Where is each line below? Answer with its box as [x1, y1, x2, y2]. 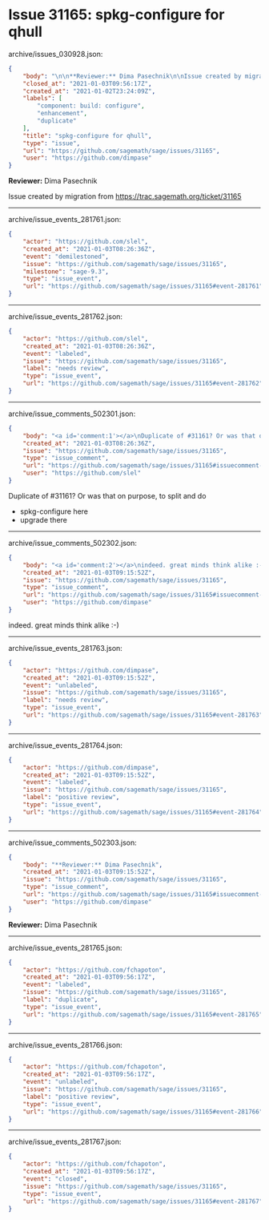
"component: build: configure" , [37, 102, 146, 110]
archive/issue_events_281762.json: [8, 312, 122, 321]
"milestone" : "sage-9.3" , [22, 267, 110, 276]
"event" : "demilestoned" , [22, 252, 110, 261]
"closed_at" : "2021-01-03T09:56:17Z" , [22, 79, 152, 87]
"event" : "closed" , [22, 1175, 88, 1183]
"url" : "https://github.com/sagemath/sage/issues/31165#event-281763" [22, 711, 263, 719]
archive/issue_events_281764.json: [8, 740, 122, 750]
